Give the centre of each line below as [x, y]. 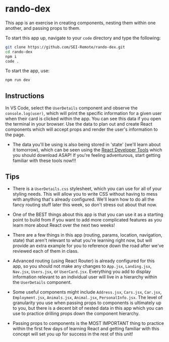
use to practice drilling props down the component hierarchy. [76, 313]
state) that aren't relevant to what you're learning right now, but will [82, 240]
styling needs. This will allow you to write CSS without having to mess [85, 194]
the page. [15, 135]
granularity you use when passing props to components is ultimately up [87, 303]
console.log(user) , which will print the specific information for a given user [83, 113]
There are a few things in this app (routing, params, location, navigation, [87, 235]
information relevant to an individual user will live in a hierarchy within [85, 277]
